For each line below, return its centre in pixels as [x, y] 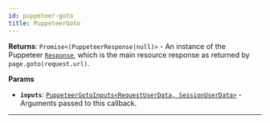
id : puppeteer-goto [41, 16]
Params [21, 79]
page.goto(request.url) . [49, 63]
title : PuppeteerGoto [45, 23]
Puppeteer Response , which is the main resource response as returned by [129, 55]
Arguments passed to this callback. [78, 103]
